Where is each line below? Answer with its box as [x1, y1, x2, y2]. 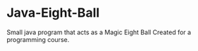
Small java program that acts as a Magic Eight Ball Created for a [6, 28, 192, 36]
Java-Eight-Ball [6, 5, 100, 21]
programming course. [6, 35, 70, 43]
